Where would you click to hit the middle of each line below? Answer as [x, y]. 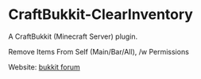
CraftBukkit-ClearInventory [100, 15]
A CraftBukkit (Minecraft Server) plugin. [73, 36]
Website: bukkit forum [44, 67]
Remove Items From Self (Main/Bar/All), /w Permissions [99, 51]
